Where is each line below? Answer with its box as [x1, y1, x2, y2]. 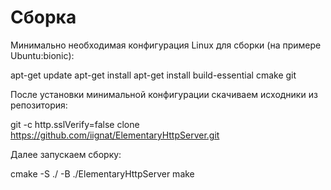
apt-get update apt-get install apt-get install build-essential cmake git [10, 69, 297, 81]
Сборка [10, 6, 77, 29]
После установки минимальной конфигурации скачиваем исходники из [10, 88, 318, 100]
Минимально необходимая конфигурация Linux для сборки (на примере [10, 39, 322, 51]
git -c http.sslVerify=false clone [10, 118, 140, 130]
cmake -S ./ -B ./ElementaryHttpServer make [10, 167, 195, 180]
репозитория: [10, 99, 68, 111]
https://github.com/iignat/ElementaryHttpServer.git [10, 129, 220, 141]
